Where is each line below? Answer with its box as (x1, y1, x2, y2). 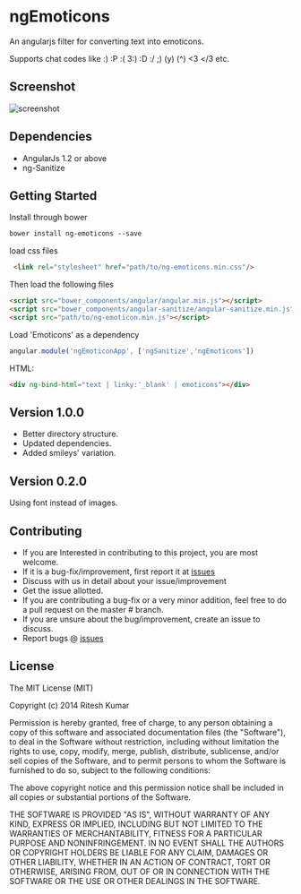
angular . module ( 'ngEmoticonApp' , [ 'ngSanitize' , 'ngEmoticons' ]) (9, 347, 254, 356)
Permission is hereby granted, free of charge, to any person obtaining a (9, 717, 273, 727)
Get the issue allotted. (21, 585, 104, 596)
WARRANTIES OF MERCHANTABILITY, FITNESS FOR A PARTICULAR (9, 828, 262, 838)
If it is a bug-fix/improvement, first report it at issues (21, 566, 215, 577)
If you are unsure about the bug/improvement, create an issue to (21, 614, 261, 624)
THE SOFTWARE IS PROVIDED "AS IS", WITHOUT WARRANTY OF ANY (9, 809, 271, 820)
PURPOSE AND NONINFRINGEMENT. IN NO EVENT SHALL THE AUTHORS (9, 838, 285, 848)
